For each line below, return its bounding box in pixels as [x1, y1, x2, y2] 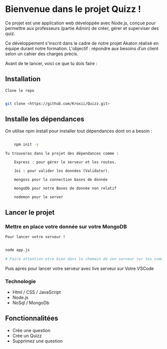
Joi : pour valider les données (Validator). [14, 168, 110, 174]
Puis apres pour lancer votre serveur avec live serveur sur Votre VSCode [5, 265, 154, 271]
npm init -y [14, 142, 39, 147]
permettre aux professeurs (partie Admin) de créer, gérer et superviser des [5, 25, 159, 31]
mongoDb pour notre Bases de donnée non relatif [14, 186, 117, 191]
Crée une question [12, 327, 51, 333]
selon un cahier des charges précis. [5, 51, 79, 57]
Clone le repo [5, 88, 35, 93]
